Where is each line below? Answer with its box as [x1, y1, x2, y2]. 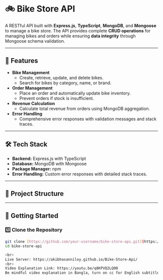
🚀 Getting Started [5, 211, 59, 220]
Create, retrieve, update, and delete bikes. [19, 75, 104, 80]
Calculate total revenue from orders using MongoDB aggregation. [19, 106, 150, 111]
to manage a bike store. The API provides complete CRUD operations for [5, 28, 151, 33]
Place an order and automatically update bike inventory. [19, 90, 131, 96]
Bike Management [12, 69, 50, 75]
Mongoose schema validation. [5, 38, 65, 44]
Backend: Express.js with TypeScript [12, 156, 86, 161]
